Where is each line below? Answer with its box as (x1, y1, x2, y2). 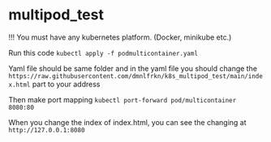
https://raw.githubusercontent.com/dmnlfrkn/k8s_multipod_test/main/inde (8, 72, 264, 80)
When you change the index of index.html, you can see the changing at (8, 117, 247, 127)
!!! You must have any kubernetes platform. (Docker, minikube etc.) (8, 32, 232, 42)
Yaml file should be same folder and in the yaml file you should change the (8, 63, 258, 73)
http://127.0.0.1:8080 (8, 126, 85, 134)
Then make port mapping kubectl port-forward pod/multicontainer (8, 94, 237, 104)
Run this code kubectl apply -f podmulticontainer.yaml (8, 48, 199, 57)
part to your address (32, 79, 101, 89)
